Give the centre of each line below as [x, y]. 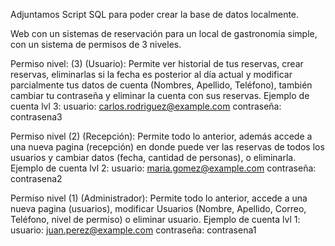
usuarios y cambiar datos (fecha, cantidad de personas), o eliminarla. [153, 157]
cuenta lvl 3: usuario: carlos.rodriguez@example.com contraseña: [146, 106]
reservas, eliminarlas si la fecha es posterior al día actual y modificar [151, 74]
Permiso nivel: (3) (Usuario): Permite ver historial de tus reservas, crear [157, 63]
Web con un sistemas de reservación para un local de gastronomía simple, [164, 33]
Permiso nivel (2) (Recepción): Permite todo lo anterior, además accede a [161, 136]
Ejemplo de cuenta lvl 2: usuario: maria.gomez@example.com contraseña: [163, 168]
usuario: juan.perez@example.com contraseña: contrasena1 [133, 230]
